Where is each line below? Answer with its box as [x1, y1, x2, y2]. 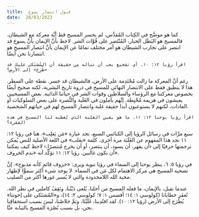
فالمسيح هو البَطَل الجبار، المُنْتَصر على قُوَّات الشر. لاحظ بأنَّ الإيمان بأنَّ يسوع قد [7, 37, 183, 44]
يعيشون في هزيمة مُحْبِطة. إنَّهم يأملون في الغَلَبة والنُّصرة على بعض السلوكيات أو [7, 96, 183, 103]
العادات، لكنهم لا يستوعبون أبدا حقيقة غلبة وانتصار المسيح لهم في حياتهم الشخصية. [7, 102, 189, 109]
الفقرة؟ [7, 119, 26, 126]
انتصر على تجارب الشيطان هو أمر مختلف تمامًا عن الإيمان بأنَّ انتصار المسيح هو [7, 43, 181, 51]
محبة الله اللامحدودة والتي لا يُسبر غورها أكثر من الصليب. [7, 173, 131, 180]
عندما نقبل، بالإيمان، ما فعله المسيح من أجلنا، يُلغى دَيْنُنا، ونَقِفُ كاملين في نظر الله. [7, 185, 188, 192]
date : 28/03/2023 [7, 14, 53, 20]
